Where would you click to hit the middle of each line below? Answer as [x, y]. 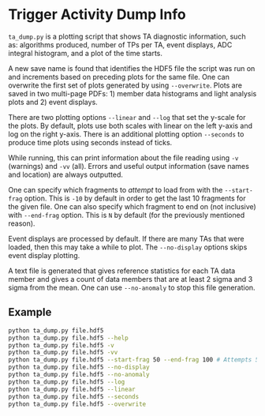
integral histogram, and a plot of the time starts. [86, 53]
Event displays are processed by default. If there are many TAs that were [126, 238]
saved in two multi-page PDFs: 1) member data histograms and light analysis [132, 93]
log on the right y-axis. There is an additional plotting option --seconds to [126, 134]
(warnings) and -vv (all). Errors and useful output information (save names [129, 166]
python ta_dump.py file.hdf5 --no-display [79, 367]
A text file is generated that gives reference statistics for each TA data [122, 271]
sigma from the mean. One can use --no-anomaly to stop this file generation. [132, 287]
